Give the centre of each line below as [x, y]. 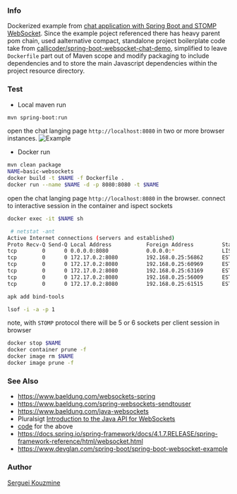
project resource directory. [46, 71]
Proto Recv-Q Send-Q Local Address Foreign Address [101, 245]
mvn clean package [34, 165]
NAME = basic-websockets [41, 171]
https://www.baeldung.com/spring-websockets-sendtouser [104, 404]
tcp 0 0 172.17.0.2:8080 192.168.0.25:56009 [105, 277]
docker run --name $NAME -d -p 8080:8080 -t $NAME [83, 185]
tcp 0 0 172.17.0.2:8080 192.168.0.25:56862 [105, 258]
